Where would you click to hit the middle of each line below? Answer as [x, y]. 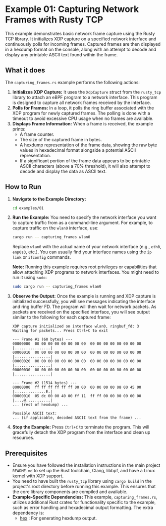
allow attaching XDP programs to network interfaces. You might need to [86, 272]
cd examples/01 [28, 208]
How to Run [23, 187]
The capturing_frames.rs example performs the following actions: [73, 82]
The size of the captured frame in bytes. [61, 139]
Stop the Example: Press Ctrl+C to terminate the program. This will [81, 427]
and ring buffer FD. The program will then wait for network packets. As [84, 307]
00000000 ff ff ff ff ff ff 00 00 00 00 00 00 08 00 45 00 [77, 387]
